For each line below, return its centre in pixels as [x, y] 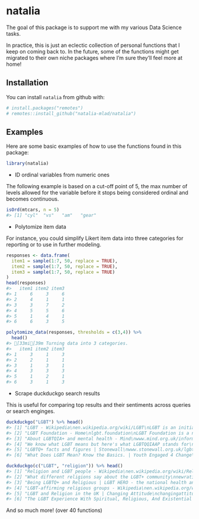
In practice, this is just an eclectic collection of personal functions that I [93, 45]
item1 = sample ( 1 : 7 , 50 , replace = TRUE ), [65, 261]
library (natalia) [28, 164]
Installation [27, 83]
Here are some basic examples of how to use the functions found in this [94, 146]
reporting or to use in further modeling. [54, 244]
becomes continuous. [33, 199]
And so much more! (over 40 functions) [54, 510]
